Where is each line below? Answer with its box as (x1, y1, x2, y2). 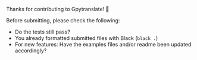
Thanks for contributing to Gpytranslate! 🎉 (6, 6, 110, 12)
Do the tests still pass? (14, 28, 70, 35)
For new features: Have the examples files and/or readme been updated (14, 41, 192, 48)
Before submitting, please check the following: (6, 17, 120, 24)
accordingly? (14, 47, 47, 54)
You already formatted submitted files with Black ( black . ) (14, 35, 158, 41)
